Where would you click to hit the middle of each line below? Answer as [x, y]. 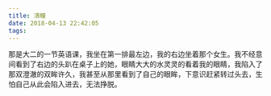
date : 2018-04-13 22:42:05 [54, 23]
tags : [17, 30]
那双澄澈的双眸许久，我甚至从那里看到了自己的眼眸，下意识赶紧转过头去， [132, 74]
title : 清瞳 [27, 16]
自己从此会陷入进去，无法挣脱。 [68, 84]
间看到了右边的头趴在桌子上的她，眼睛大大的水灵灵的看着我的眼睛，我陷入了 [135, 64]
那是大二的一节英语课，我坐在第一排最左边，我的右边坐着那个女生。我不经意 [135, 54]
